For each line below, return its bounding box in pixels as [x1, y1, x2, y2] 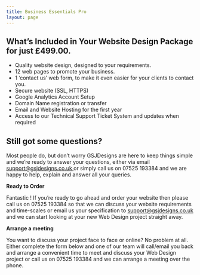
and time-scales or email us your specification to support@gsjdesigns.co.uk [6, 207, 194, 214]
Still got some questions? [6, 136, 103, 146]
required [14, 119, 36, 126]
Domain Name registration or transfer [14, 100, 107, 107]
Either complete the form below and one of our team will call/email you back [6, 243, 194, 250]
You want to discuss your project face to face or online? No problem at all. [6, 237, 189, 244]
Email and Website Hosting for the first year [14, 106, 122, 114]
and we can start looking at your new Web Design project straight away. [6, 213, 183, 221]
